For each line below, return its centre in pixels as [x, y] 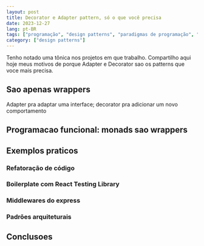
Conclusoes [29, 237]
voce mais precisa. [30, 70]
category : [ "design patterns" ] [46, 40]
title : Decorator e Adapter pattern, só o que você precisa [84, 18]
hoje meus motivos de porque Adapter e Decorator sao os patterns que [96, 64]
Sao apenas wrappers [49, 90]
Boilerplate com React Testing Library [63, 184]
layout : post [23, 12]
